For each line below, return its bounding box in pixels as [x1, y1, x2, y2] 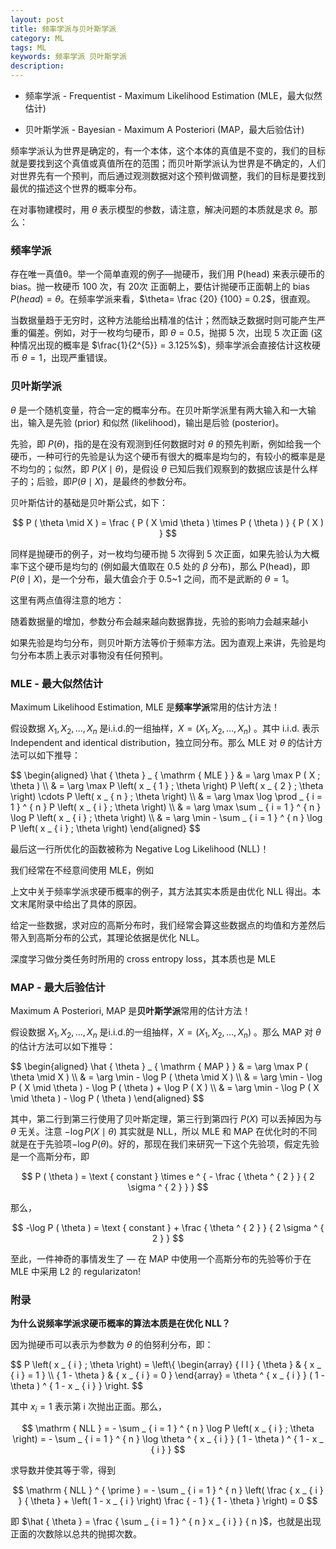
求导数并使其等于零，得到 [10, 1464, 116, 1476]
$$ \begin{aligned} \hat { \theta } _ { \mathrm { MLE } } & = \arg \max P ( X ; [10, 769, 321, 781]
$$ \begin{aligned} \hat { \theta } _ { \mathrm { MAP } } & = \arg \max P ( [10, 1060, 308, 1072]
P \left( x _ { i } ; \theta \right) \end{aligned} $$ [10, 822, 201, 834]
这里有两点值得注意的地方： [10, 594, 125, 606]
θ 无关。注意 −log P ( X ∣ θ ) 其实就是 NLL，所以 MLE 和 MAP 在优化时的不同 [10, 1125, 318, 1137]
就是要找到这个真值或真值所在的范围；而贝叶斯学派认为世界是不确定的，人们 [10, 157, 326, 169]
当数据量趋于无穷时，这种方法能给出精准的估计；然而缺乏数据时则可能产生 [10, 314, 317, 326]
